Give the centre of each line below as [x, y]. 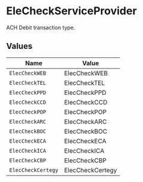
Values [19, 46]
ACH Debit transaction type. [41, 27]
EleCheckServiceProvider [71, 11]
